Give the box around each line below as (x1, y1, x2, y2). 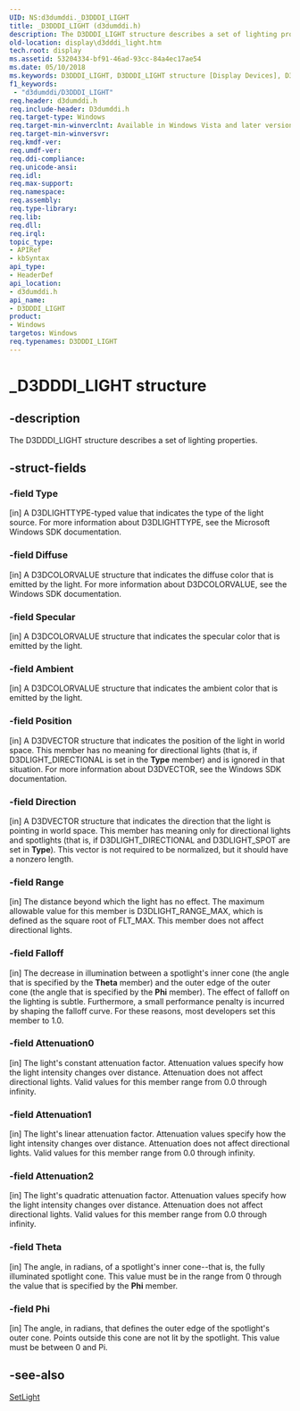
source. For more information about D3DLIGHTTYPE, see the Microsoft (9, 517, 271, 528)
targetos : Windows (9, 329, 78, 338)
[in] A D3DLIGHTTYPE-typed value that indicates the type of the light (9, 508, 264, 518)
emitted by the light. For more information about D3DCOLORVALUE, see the (9, 578, 287, 590)
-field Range (9, 876, 64, 888)
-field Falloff (9, 947, 64, 960)
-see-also (9, 1368, 65, 1383)
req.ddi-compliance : (9, 154, 87, 164)
